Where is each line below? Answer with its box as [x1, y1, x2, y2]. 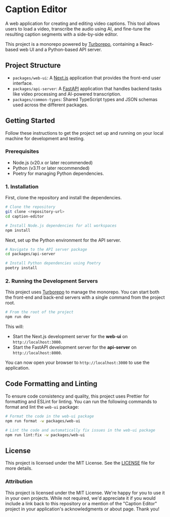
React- [139, 41, 154, 47]
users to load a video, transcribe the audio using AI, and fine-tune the [5, 25, 151, 32]
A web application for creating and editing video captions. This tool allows [5, 20, 160, 26]
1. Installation [5, 183, 39, 190]
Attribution [5, 478, 33, 485]
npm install [5, 228, 30, 233]
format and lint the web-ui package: [5, 404, 80, 410]
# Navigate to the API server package [5, 247, 87, 252]
